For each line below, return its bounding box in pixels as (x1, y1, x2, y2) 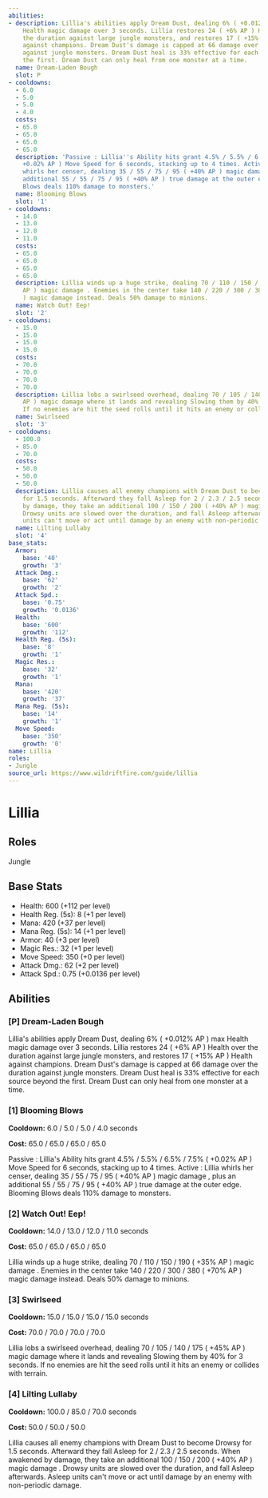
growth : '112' (22, 628, 69, 636)
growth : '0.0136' (22, 606, 81, 614)
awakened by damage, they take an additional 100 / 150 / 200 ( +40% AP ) (8, 1455, 253, 1464)
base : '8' (22, 643, 56, 651)
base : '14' (22, 710, 59, 718)
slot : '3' (15, 420, 48, 428)
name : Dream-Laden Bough (15, 64, 98, 72)
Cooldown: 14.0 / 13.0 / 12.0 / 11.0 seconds (8, 1226, 149, 1235)
